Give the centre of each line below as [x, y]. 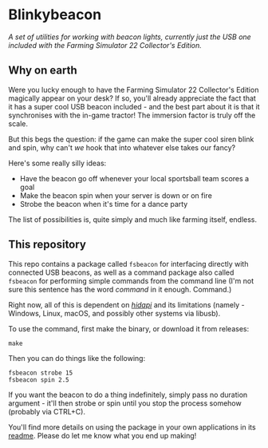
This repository [47, 245]
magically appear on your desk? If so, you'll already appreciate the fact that [132, 98]
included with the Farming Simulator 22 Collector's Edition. [105, 45]
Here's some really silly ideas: [57, 163]
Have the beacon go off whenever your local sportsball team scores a [134, 178]
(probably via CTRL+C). [47, 411]
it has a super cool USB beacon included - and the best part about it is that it [134, 106]
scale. [18, 123]
